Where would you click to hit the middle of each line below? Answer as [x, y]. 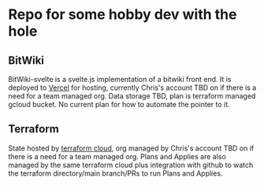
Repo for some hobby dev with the [123, 15]
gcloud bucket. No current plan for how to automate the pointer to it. [119, 104]
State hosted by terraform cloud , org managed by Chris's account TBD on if [131, 148]
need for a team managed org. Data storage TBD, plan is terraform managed [132, 96]
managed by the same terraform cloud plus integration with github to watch [131, 165]
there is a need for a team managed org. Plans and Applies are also [117, 156]
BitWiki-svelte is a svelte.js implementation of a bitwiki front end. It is [120, 79]
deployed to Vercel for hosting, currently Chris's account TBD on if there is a [132, 87]
